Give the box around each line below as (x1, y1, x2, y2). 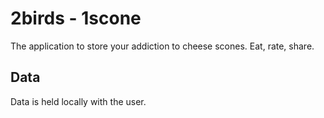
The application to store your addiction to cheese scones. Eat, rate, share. (10, 40, 315, 52)
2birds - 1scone (10, 7, 142, 30)
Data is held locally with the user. (10, 95, 147, 107)
